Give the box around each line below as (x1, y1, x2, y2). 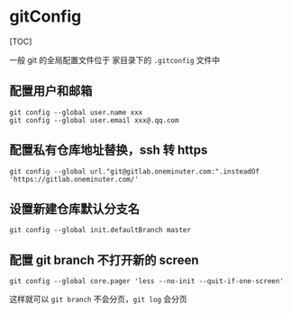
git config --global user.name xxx (9, 108, 143, 117)
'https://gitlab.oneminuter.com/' (9, 174, 140, 183)
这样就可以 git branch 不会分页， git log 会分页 (9, 294, 187, 305)
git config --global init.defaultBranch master (9, 226, 192, 235)
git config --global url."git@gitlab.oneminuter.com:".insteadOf (9, 166, 259, 176)
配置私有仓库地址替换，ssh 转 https (9, 142, 208, 158)
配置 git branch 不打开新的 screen (9, 252, 199, 267)
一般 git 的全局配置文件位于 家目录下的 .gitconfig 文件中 (9, 54, 221, 65)
